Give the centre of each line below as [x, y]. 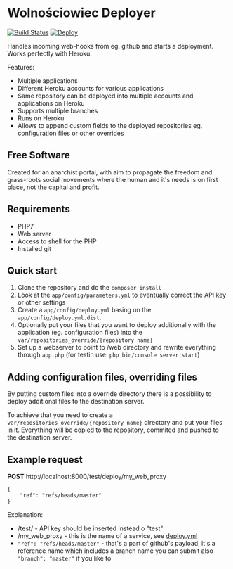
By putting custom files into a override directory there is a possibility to [109, 394]
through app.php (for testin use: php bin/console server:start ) [108, 355]
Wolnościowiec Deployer [81, 13]
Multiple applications [48, 81]
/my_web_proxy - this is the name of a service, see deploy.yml [107, 536]
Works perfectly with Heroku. [50, 53]
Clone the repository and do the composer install [89, 288]
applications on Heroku [51, 103]
